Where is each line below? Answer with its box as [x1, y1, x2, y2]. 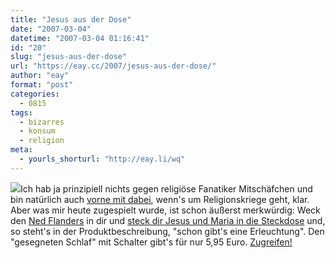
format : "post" [10, 80, 74, 90]
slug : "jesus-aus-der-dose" [10, 52, 128, 62]
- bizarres [19, 117, 65, 127]
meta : [10, 145, 33, 155]
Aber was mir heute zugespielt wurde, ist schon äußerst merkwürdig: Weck [10, 204, 321, 216]
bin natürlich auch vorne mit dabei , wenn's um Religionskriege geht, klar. [10, 193, 310, 205]
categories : [10, 89, 60, 99]
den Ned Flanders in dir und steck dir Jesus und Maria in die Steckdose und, [10, 214, 326, 226]
